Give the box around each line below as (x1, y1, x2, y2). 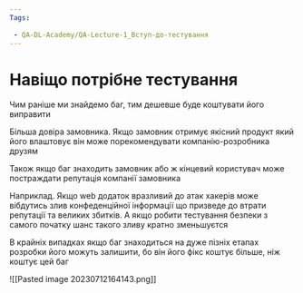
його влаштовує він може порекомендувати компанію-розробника (9, 136, 270, 147)
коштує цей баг (9, 256, 70, 268)
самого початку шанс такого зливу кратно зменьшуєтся (9, 220, 229, 230)
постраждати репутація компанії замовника (9, 173, 181, 184)
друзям (9, 146, 38, 157)
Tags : (9, 13, 30, 23)
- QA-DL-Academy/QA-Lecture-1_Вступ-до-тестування (13, 30, 209, 39)
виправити (9, 109, 52, 120)
